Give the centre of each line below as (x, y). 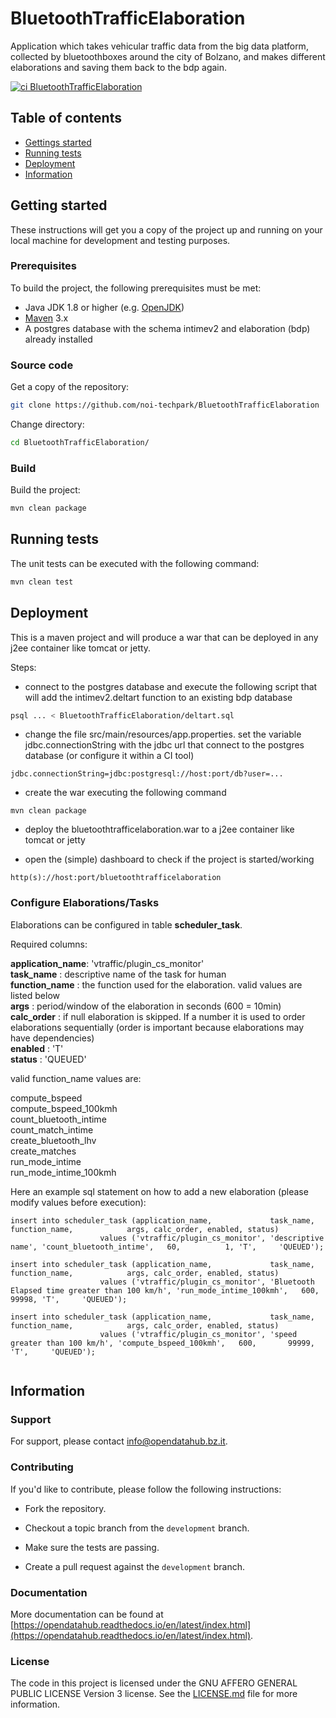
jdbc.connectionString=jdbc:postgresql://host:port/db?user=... (147, 774)
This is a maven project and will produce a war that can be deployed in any (164, 637)
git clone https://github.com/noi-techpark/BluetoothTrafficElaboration (165, 405)
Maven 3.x (46, 318)
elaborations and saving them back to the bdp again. (119, 67)
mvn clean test (42, 582)
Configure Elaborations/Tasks (85, 903)
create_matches (43, 1151)
